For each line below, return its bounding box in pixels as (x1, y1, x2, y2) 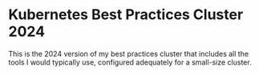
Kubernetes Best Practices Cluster (8, 6, 244, 24)
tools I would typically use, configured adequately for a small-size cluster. (8, 57, 252, 67)
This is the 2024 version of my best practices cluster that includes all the (8, 49, 249, 58)
